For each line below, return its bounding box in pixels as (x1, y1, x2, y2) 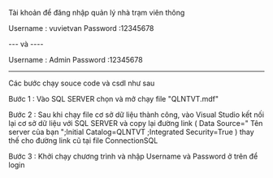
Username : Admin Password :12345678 (8, 55, 144, 64)
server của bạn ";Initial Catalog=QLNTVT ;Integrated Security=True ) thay (8, 127, 254, 137)
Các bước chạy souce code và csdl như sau (8, 78, 155, 88)
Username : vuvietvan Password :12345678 (8, 24, 154, 33)
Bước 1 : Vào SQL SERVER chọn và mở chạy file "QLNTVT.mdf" (8, 94, 219, 103)
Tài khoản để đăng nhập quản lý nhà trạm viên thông (8, 8, 185, 17)
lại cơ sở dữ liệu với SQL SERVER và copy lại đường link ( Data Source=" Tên (8, 119, 263, 128)
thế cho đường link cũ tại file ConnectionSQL (8, 136, 158, 145)
